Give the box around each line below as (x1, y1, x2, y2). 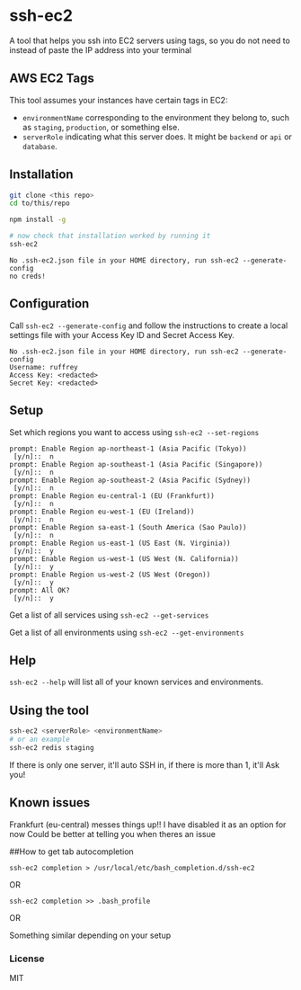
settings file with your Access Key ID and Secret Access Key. (9, 329, 235, 340)
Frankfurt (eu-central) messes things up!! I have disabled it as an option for (9, 819, 287, 830)
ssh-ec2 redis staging (9, 743, 94, 752)
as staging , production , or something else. (22, 121, 180, 132)
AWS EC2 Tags (9, 71, 94, 86)
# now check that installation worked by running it (9, 231, 211, 241)
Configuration (9, 296, 90, 311)
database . (22, 140, 58, 151)
